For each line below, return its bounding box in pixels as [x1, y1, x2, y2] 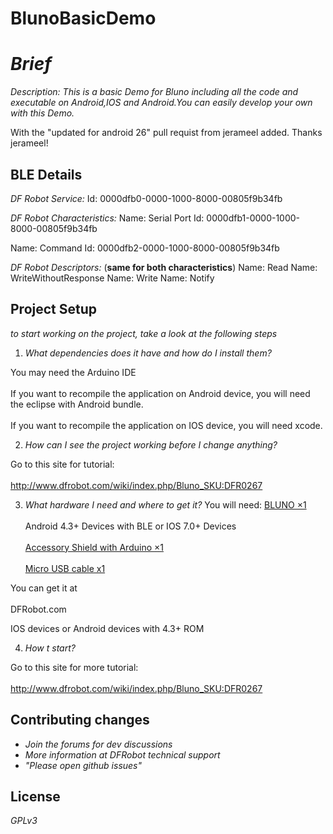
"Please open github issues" [24, 759, 143, 771]
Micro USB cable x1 [24, 562, 106, 574]
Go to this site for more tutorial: [10, 661, 139, 673]
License [10, 788, 61, 805]
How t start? [24, 642, 76, 654]
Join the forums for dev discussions [24, 738, 173, 750]
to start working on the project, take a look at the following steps [10, 327, 278, 339]
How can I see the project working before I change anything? [24, 438, 278, 451]
